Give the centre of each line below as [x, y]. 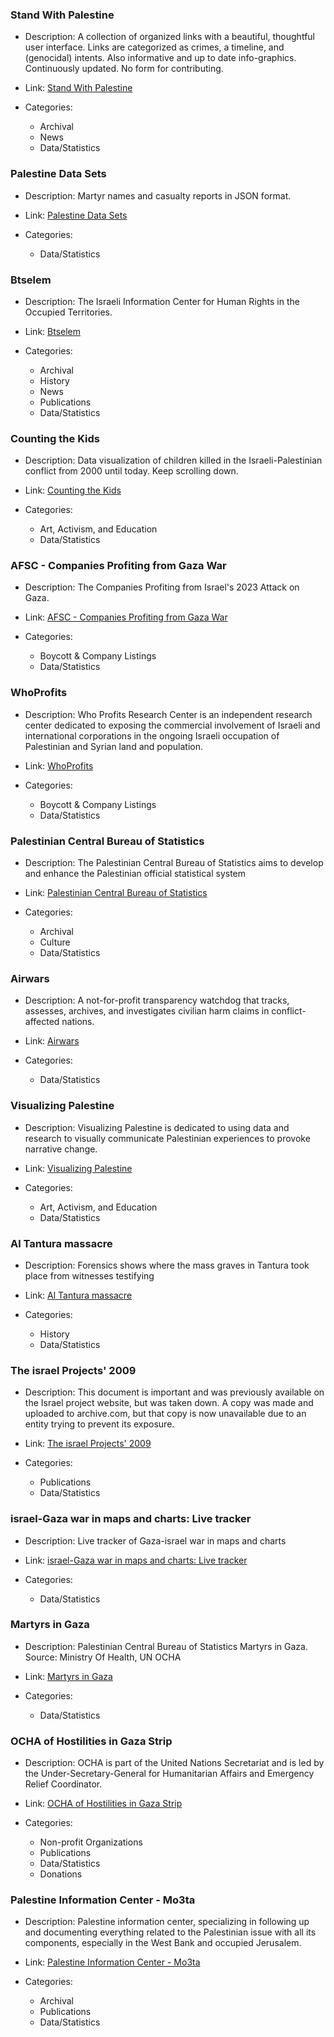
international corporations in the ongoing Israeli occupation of [152, 735]
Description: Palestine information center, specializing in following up [167, 1922]
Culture [55, 942]
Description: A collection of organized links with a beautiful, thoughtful [169, 37]
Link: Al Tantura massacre [78, 1295]
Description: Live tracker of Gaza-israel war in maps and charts [155, 1540]
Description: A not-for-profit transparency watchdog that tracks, [157, 1000]
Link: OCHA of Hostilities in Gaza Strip [103, 1804]
